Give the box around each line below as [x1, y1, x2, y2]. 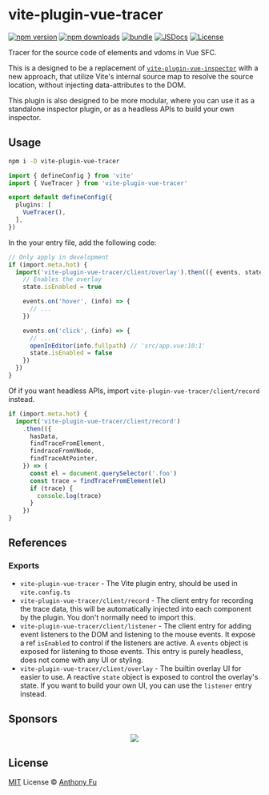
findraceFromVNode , [29, 447, 94, 456]
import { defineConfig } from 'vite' [8, 171, 134, 179]
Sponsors [8, 713, 58, 726]
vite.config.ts [19, 588, 71, 596]
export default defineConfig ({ [8, 194, 113, 202]
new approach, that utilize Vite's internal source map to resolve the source [8, 71, 254, 81]
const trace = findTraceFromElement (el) [29, 476, 167, 485]
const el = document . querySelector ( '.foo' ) [29, 469, 178, 477]
